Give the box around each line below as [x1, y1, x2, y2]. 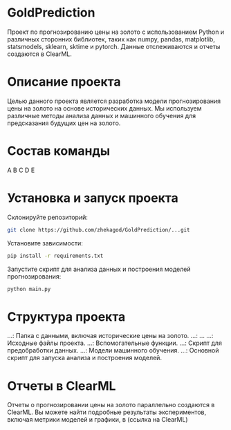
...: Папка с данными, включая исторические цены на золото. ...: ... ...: [7, 332, 214, 340]
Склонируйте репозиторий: [7, 213, 89, 221]
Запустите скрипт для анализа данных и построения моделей [7, 265, 191, 273]
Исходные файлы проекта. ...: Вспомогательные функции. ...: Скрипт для [7, 339, 223, 347]
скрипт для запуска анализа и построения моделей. [7, 354, 163, 362]
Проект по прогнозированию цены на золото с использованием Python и [7, 28, 225, 36]
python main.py [7, 286, 51, 292]
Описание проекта [7, 74, 121, 90]
